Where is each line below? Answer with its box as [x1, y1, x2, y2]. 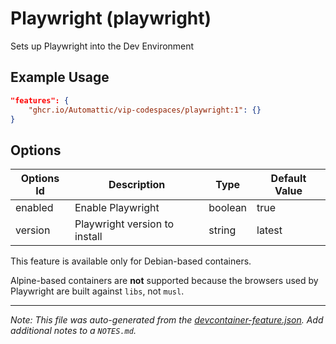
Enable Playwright [74, 201, 160, 215]
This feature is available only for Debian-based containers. [10, 255, 252, 267]
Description [108, 178, 166, 192]
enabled [15, 201, 54, 215]
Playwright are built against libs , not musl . [10, 285, 185, 297]
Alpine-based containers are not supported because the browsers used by [10, 275, 319, 287]
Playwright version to [74, 217, 175, 231]
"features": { [10, 95, 70, 106]
